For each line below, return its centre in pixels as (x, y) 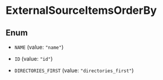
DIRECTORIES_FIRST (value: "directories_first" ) (74, 70)
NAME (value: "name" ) (39, 47)
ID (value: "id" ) (34, 59)
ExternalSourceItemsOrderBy (81, 11)
